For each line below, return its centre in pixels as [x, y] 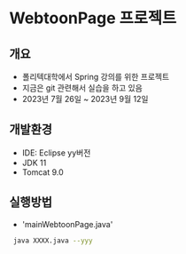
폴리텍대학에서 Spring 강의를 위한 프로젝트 [96, 77]
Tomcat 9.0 [43, 172]
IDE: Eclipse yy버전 [56, 153]
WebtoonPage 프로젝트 [93, 18]
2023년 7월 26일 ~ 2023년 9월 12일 [85, 99]
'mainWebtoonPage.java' [67, 224]
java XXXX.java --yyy [53, 241]
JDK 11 [34, 163]
